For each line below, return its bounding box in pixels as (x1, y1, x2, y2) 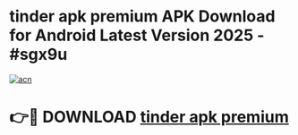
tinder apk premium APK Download (9, 6, 276, 27)
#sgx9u (9, 45, 68, 64)
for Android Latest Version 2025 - (9, 25, 265, 46)
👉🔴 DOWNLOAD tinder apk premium (9, 107, 289, 127)
